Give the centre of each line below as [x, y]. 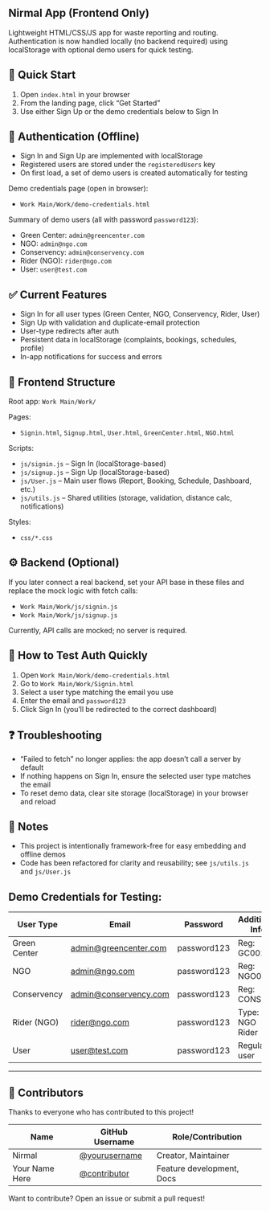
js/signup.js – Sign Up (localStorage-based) [95, 473]
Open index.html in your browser [75, 94]
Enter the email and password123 [73, 700]
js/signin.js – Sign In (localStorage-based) [93, 464]
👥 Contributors [46, 1092]
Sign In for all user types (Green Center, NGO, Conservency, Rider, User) [140, 314]
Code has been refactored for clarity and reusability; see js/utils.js [134, 863]
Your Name [33, 1168]
